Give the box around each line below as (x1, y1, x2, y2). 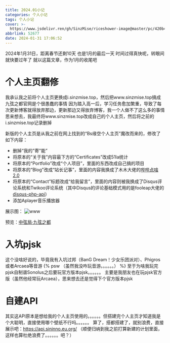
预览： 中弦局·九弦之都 (5, 219, 52, 225)
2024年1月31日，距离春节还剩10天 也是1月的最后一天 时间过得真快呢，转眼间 (5, 50, 164, 56)
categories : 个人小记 (5, 12, 48, 17)
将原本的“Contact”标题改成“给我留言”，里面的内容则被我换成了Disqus (12, 178, 158, 184)
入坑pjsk (5, 239, 41, 250)
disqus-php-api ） (12, 191, 50, 197)
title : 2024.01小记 (5, 7, 45, 13)
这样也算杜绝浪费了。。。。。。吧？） (5, 332, 74, 338)
